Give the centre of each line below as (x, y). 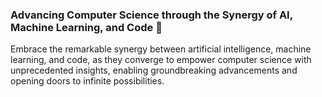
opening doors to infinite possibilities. (87, 81)
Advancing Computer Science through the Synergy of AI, (151, 15)
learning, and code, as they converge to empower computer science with (161, 60)
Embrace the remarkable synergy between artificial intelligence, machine (161, 49)
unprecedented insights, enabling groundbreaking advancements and (154, 70)
